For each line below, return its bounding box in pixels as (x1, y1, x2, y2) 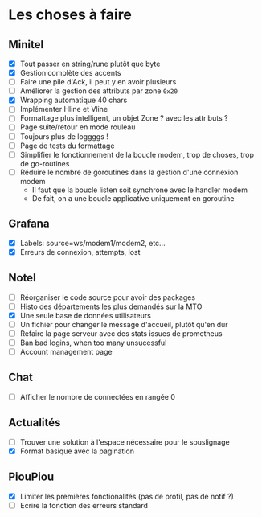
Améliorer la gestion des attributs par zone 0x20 (19, 86, 178, 96)
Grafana (8, 217, 50, 231)
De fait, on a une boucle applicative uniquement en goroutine (31, 193, 235, 203)
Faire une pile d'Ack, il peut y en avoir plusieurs (19, 77, 177, 87)
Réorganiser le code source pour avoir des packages (19, 292, 195, 302)
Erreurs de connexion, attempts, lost (19, 247, 141, 256)
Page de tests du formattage (19, 141, 115, 150)
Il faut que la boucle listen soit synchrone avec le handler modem (31, 185, 248, 195)
